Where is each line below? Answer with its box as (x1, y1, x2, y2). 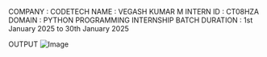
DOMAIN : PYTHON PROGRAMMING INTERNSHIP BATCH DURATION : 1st (8, 15, 253, 25)
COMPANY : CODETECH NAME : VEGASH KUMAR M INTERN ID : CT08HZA (8, 7, 260, 16)
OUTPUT (8, 39, 39, 49)
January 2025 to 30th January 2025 (8, 24, 129, 33)
